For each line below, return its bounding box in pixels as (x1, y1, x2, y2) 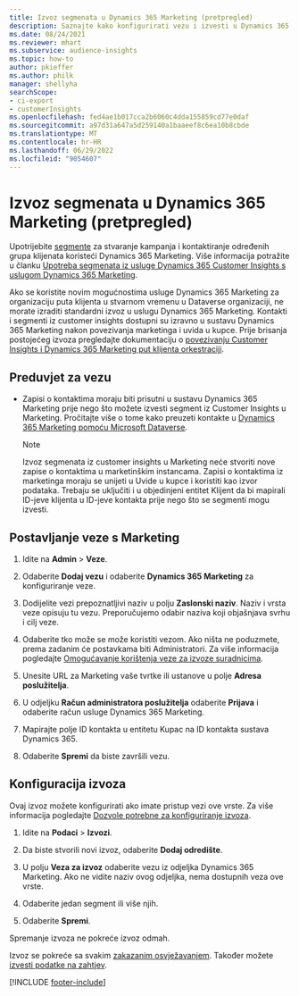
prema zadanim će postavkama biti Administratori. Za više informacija (21, 644, 279, 655)
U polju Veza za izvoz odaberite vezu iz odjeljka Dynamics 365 (21, 861, 254, 872)
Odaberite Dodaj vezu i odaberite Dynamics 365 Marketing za (21, 571, 254, 582)
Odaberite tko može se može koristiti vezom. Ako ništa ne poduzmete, (21, 634, 280, 645)
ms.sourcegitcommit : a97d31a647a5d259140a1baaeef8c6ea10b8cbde (9, 121, 250, 130)
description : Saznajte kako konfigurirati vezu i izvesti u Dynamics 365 (9, 21, 290, 30)
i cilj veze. (21, 617, 60, 628)
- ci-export (9, 96, 54, 105)
